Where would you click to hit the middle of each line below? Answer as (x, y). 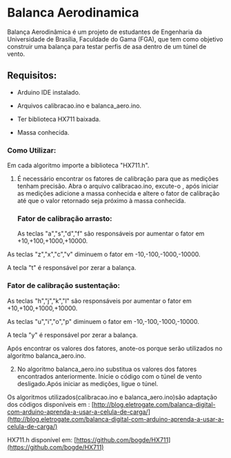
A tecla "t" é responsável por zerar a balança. (72, 268)
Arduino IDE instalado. (49, 92)
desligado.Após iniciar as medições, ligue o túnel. (88, 383)
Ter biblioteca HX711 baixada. (59, 119)
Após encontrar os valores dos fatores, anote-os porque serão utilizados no (115, 348)
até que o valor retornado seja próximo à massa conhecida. (101, 201)
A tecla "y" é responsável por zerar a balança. (72, 335)
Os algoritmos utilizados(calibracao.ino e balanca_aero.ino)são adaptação (112, 397)
